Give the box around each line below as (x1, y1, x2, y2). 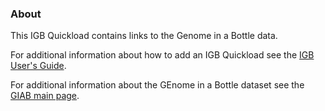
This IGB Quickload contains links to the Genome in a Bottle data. (10, 30, 278, 42)
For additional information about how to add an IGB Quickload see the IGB (10, 49, 315, 61)
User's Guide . (10, 60, 67, 72)
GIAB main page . (10, 90, 80, 102)
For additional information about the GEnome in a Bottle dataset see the (10, 79, 305, 91)
